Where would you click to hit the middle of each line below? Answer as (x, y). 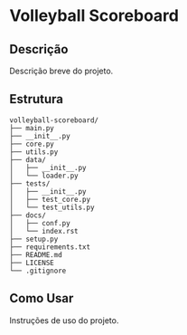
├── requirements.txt (50, 247)
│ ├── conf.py (40, 223)
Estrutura (37, 99)
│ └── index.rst (44, 231)
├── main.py (32, 128)
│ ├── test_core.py (50, 199)
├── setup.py (34, 239)
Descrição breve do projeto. (61, 71)
